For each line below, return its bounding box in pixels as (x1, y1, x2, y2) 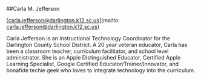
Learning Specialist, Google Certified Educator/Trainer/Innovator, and (6, 60, 179, 67)
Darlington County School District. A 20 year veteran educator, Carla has (6, 42, 188, 48)
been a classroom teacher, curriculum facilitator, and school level (6, 48, 169, 55)
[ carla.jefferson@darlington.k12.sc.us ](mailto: (6, 17, 120, 23)
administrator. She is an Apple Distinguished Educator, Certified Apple (6, 54, 181, 61)
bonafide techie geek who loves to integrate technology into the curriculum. (6, 67, 196, 74)
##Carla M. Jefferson (6, 5, 60, 12)
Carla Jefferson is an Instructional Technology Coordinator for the (6, 35, 171, 42)
